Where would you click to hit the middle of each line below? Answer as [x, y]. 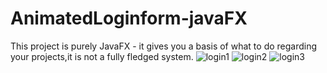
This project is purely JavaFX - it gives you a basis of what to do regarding [164, 46]
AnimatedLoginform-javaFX [129, 18]
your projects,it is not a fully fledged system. [102, 56]
